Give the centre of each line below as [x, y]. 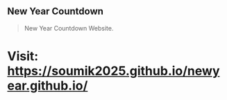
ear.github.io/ [48, 85]
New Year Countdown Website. [69, 28]
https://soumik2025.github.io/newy [113, 71]
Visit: [23, 56]
